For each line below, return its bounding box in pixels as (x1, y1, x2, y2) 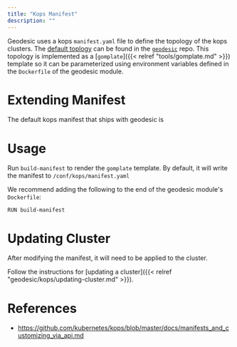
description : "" (7, 17, 56, 24)
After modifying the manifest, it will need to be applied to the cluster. (7, 254, 208, 262)
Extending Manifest (7, 92, 126, 108)
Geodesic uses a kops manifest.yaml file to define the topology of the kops (7, 36, 228, 45)
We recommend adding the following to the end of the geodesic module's (7, 185, 223, 194)
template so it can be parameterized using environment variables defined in (7, 59, 229, 68)
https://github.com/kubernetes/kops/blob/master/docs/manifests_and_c (17, 323, 229, 332)
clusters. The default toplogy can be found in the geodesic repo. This (7, 44, 209, 53)
